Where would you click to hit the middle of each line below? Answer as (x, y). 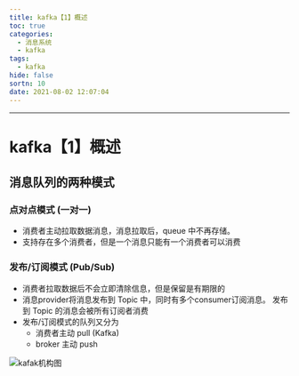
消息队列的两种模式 (62, 183)
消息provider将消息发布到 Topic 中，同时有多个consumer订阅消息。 (146, 300)
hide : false (31, 76)
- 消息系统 (35, 42)
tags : (19, 59)
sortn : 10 (28, 84)
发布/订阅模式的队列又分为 (70, 322)
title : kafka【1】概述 (48, 17)
